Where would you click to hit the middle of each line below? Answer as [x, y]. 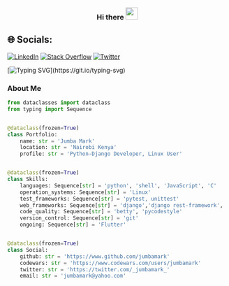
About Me [24, 88]
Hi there [110, 17]
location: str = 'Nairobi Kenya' [68, 148]
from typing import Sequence [50, 109]
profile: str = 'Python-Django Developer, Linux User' [101, 154]
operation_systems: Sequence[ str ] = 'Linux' [86, 192]
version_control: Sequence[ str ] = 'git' [79, 218]
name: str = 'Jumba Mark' [58, 141]
